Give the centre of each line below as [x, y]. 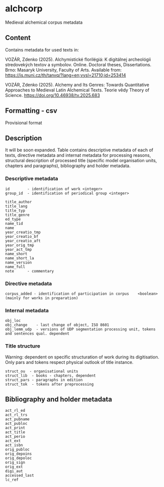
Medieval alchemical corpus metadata [44, 22]
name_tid [14, 223]
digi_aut [14, 471]
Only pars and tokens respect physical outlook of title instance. [69, 362]
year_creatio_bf [22, 236]
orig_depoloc [19, 458]
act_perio [15, 437]
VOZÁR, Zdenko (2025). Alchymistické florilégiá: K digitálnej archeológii [78, 59]
